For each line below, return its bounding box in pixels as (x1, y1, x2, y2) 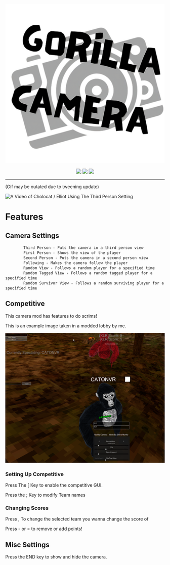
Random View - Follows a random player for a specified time (23, 266, 155, 271)
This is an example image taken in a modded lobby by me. (5, 323, 126, 329)
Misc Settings (5, 540, 50, 549)
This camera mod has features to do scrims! (5, 313, 98, 319)
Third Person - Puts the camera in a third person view (23, 245, 144, 250)
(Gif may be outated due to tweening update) (5, 184, 100, 190)
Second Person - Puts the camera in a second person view (23, 255, 148, 260)
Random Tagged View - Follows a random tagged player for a (23, 271, 153, 276)
